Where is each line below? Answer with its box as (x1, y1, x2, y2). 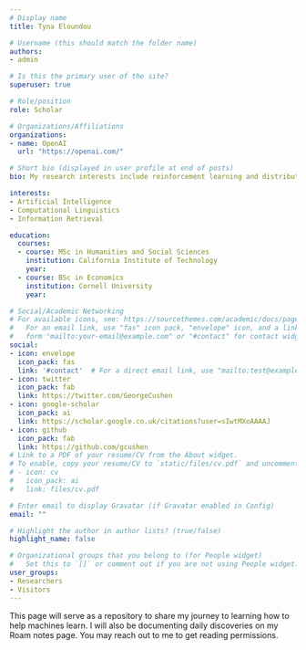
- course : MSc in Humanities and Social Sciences (17, 247, 209, 257)
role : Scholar (9, 105, 64, 114)
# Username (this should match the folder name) (9, 38, 198, 47)
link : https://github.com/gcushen (17, 442, 148, 452)
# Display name (9, 13, 67, 23)
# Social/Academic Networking (9, 307, 125, 316)
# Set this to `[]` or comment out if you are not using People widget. (9, 560, 300, 569)
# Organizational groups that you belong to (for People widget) (9, 551, 262, 561)
